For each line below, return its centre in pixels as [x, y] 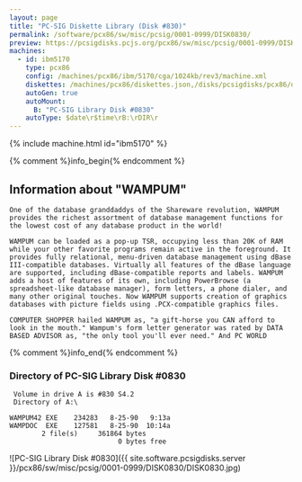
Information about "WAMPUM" [98, 189]
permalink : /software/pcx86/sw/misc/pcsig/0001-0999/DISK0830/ [130, 34]
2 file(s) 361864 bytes [94, 434]
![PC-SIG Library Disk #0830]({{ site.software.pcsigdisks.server [128, 459]
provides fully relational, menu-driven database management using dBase [151, 257]
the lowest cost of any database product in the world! [116, 226]
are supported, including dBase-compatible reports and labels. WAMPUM [146, 272]
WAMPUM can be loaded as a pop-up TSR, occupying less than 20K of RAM [146, 241]
